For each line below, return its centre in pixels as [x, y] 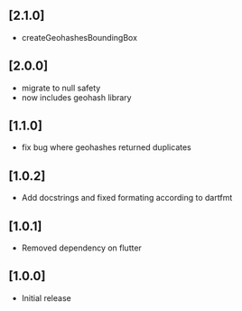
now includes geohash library [76, 97]
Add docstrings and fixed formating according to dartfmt [127, 198]
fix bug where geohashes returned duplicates [106, 147]
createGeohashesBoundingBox [79, 37]
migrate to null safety [61, 88]
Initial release [46, 297]
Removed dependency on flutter [81, 248]
